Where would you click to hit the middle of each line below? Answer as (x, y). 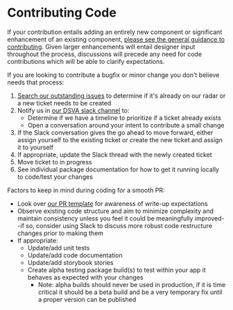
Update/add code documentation (75, 255)
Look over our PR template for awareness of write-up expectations (112, 203)
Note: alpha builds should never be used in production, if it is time (132, 284)
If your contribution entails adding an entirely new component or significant (115, 32)
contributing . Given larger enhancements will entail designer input (101, 46)
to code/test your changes (55, 176)
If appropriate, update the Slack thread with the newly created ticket (115, 155)
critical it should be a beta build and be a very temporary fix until (130, 292)
